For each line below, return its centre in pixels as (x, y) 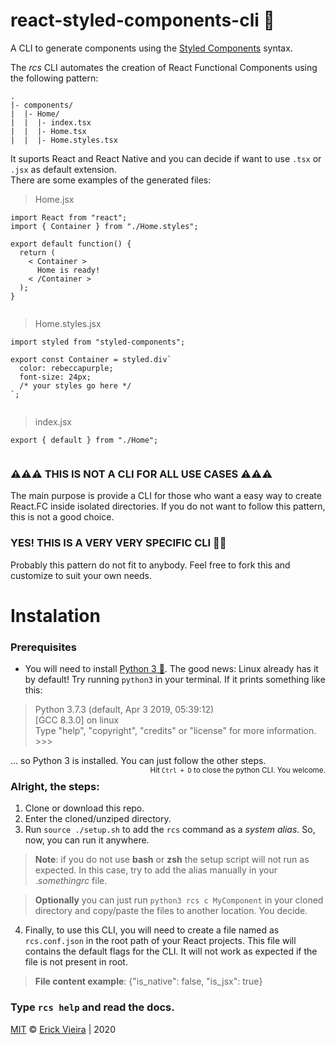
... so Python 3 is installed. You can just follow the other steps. (138, 761)
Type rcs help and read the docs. (92, 1007)
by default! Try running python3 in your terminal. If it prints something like (175, 680)
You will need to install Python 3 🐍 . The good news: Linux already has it (171, 669)
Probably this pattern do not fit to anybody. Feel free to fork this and (150, 565)
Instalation (55, 615)
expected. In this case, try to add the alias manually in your (156, 870)
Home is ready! (68, 270)
